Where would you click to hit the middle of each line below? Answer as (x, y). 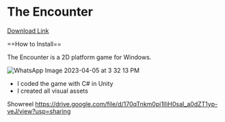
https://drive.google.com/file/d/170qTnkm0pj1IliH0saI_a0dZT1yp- (127, 104)
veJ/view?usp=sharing (39, 111)
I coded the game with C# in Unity (65, 83)
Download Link (28, 31)
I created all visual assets (53, 91)
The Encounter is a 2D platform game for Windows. (79, 57)
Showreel (21, 104)
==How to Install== (34, 44)
